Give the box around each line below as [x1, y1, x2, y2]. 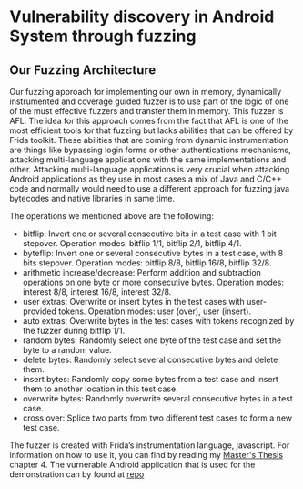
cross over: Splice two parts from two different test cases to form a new [22, 412, 293, 423]
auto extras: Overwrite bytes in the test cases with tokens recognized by [22, 316, 295, 326]
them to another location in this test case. [22, 383, 179, 394]
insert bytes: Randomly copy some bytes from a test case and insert [22, 374, 279, 384]
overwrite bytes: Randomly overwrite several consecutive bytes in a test [22, 393, 293, 403]
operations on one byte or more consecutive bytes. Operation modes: [22, 276, 285, 287]
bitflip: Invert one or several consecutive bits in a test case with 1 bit [22, 228, 278, 239]
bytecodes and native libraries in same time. [9, 193, 176, 203]
